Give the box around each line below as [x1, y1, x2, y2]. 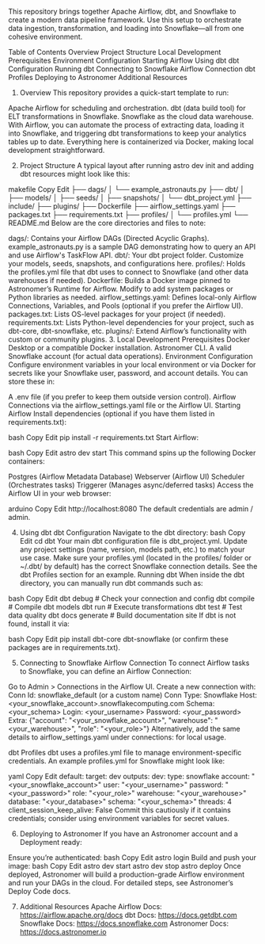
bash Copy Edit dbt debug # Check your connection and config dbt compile [8, 594, 256, 603]
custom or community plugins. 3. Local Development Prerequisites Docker [8, 334, 251, 344]
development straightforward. [8, 146, 105, 155]
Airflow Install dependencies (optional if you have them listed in [8, 409, 215, 418]
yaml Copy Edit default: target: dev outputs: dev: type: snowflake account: [8, 772, 251, 781]
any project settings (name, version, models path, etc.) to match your [19, 545, 245, 554]
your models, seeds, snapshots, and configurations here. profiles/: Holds [8, 259, 246, 268]
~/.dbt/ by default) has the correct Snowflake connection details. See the [19, 562, 258, 571]
